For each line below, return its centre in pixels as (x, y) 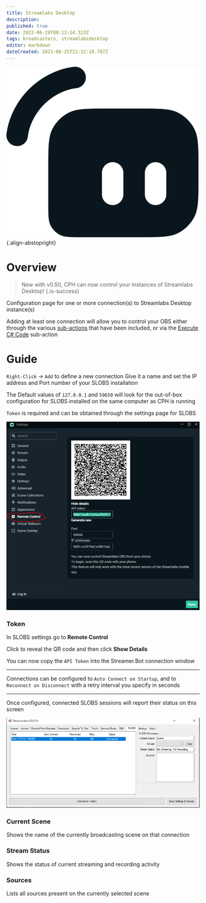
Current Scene (29, 821)
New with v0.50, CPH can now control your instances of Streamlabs (107, 285)
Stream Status (28, 851)
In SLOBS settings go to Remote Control (57, 637)
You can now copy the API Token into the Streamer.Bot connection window (101, 661)
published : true (27, 26)
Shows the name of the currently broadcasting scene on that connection (98, 835)
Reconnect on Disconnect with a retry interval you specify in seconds (93, 685)
